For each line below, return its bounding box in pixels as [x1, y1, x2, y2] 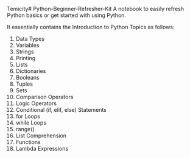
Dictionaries [15, 67, 46, 75]
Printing [15, 55, 36, 61]
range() [15, 126, 35, 132]
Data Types [15, 35, 45, 42]
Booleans [15, 74, 40, 81]
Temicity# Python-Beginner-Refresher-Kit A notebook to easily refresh [7, 5, 185, 12]
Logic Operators [15, 100, 57, 107]
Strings [15, 48, 34, 55]
